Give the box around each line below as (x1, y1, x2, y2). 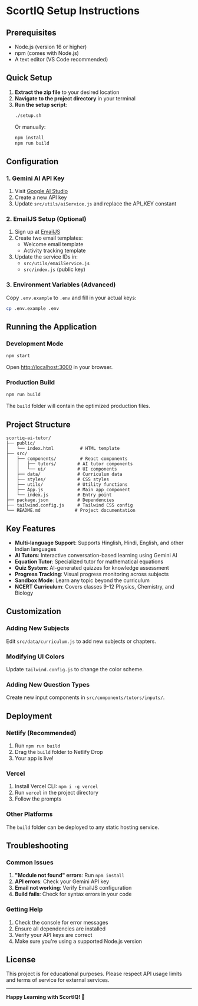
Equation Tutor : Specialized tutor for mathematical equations (14, 558, 164, 565)
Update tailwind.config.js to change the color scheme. (6, 665, 144, 672)
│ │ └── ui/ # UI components (6, 466, 117, 472)
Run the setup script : (14, 101, 68, 108)
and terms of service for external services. (6, 976, 110, 984)
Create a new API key (14, 194, 67, 201)
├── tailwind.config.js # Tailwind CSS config (6, 502, 133, 508)
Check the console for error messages (14, 919, 108, 926)
